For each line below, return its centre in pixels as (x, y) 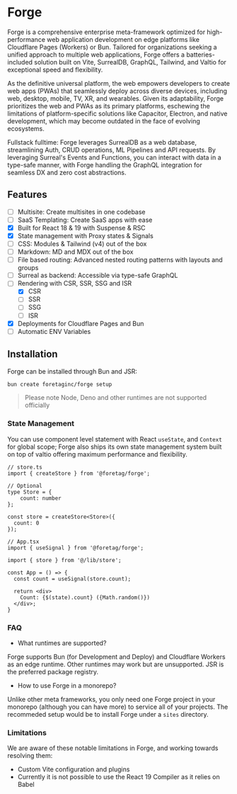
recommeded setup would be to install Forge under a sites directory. (108, 714)
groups (28, 268)
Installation (33, 354)
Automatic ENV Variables (54, 331)
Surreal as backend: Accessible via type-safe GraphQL (98, 275)
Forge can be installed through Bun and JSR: (73, 371)
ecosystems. (26, 128)
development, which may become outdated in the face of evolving (104, 121)
